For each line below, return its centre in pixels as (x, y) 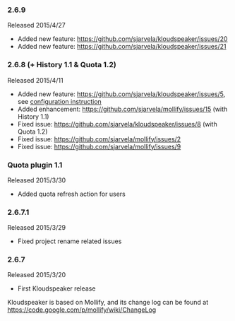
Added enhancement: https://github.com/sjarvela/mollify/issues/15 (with (122, 109)
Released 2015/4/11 (35, 80)
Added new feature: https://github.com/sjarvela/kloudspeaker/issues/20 (122, 39)
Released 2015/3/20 (37, 275)
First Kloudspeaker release (56, 288)
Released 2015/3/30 (37, 180)
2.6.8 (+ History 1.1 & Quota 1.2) (62, 65)
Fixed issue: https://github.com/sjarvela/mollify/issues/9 (99, 146)
